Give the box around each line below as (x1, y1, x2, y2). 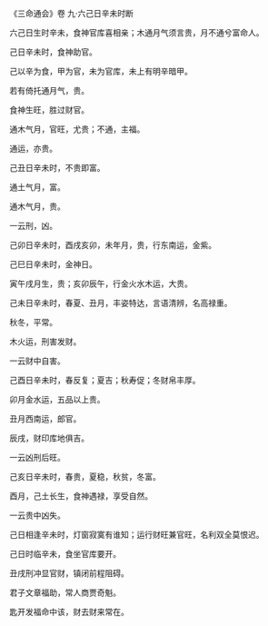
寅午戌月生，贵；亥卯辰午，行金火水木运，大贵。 (9, 278, 193, 289)
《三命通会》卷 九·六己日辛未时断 (9, 8, 134, 18)
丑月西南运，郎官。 (9, 413, 82, 424)
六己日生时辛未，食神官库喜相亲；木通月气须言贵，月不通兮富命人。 (9, 27, 264, 38)
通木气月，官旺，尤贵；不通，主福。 (9, 124, 145, 134)
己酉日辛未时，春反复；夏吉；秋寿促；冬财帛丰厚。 (9, 375, 201, 385)
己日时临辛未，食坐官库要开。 (9, 549, 121, 559)
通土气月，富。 (9, 182, 65, 193)
